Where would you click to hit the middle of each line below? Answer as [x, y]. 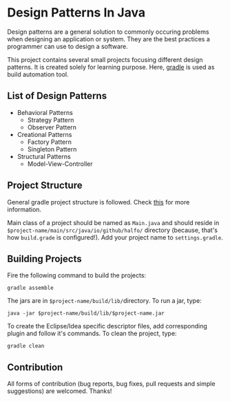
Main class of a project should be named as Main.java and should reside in [113, 222]
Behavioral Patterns [45, 112]
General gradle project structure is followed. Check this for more [98, 202]
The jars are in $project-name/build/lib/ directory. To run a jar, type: [104, 301]
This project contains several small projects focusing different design [105, 59]
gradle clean [26, 346]
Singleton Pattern [52, 149]
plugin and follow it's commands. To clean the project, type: [92, 334]
